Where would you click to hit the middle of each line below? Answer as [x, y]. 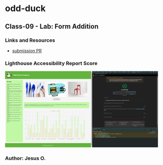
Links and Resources [30, 40]
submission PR [27, 50]
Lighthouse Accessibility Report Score [51, 63]
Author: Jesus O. [25, 158]
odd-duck [25, 8]
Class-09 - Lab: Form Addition [52, 26]
